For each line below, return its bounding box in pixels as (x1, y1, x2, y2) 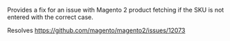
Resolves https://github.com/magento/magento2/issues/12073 (7, 27, 186, 34)
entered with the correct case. (7, 13, 94, 21)
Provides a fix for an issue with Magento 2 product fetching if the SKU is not (7, 6, 224, 14)
